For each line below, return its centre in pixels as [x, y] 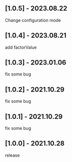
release [13, 155]
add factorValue [21, 47]
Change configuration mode [33, 20]
